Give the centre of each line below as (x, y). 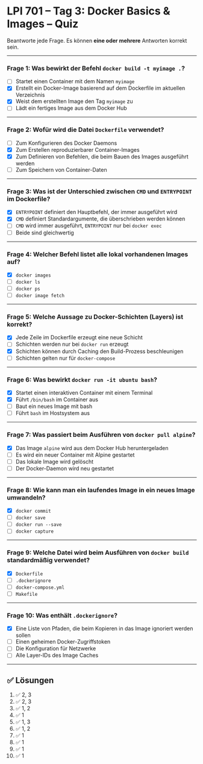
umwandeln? (26, 497)
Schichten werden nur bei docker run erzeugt (72, 344)
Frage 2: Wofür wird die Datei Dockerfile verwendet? (86, 130)
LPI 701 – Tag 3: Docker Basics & (89, 11)
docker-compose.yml (40, 587)
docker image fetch (40, 296)
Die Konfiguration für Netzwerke (56, 648)
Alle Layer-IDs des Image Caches (57, 656)
